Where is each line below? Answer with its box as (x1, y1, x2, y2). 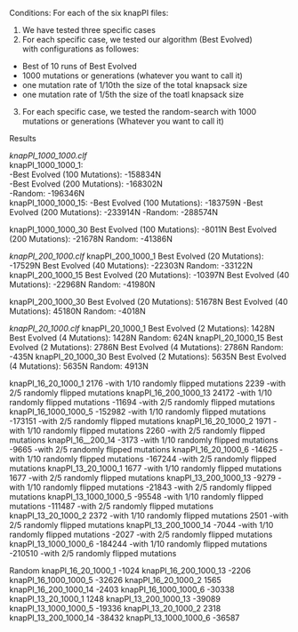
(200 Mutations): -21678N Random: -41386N (9, 234, 173, 244)
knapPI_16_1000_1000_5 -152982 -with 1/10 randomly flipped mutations (9, 406, 267, 417)
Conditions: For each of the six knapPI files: (9, 8, 169, 18)
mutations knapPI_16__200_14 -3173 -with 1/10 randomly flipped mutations (9, 435, 278, 445)
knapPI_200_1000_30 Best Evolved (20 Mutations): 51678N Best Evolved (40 (9, 297, 288, 307)
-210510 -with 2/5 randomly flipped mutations (9, 548, 177, 558)
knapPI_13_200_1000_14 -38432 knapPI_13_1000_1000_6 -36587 (9, 612, 240, 623)
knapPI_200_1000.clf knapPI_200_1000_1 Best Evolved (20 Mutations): (9, 251, 264, 261)
